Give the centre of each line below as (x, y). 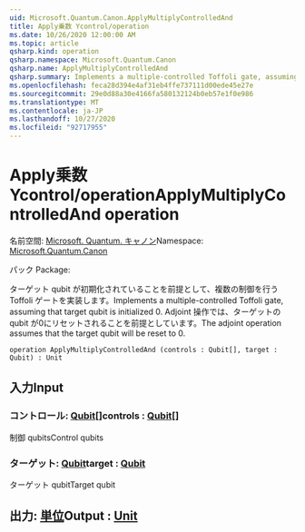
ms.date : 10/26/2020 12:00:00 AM (73, 34)
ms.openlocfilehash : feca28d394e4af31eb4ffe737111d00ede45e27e (132, 85)
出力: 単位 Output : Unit (74, 516)
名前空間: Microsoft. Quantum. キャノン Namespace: (107, 241)
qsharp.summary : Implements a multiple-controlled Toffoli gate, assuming (154, 77)
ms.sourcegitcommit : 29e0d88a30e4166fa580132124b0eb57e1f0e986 (132, 94)
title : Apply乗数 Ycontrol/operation (79, 26)
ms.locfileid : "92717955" (58, 128)
